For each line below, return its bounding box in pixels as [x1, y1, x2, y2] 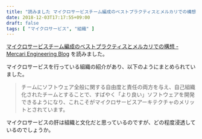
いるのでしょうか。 [6, 126, 54, 134]
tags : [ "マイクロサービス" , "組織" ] [6, 25, 95, 32]
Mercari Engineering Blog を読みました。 [6, 51, 108, 58]
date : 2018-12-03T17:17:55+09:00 [6, 14, 90, 20]
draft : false [6, 20, 39, 26]
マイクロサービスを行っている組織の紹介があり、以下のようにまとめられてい [6, 63, 196, 70]
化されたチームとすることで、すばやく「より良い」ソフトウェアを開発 [21, 91, 195, 98]
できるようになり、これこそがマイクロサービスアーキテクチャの [21, 99, 179, 106]
